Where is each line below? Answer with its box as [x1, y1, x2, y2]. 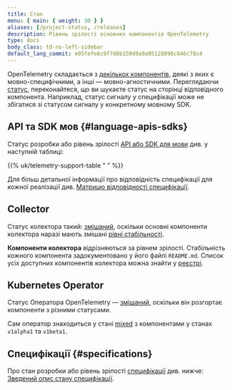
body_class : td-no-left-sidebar [7, 43, 104, 51]
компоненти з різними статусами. [7, 306, 111, 314]
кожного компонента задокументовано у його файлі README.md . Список [7, 251, 223, 260]
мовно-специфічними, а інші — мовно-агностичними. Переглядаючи [7, 77, 219, 86]
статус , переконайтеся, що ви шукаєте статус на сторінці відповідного [7, 85, 223, 93]
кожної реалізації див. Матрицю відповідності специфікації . [7, 183, 190, 191]
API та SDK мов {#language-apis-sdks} [7, 120, 188, 133]
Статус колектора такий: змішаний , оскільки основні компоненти [7, 222, 208, 230]
